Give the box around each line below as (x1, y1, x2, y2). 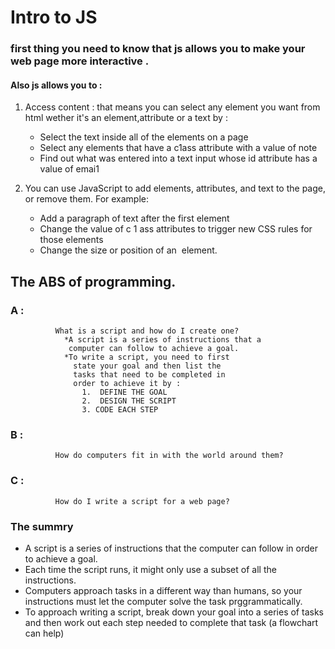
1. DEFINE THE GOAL (81, 387, 168, 397)
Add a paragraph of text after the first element (39, 212, 230, 225)
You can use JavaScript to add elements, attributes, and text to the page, (24, 182, 327, 195)
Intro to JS (10, 6, 98, 29)
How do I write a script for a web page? (54, 496, 230, 506)
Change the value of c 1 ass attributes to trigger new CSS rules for (39, 223, 313, 235)
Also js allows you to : (10, 79, 103, 91)
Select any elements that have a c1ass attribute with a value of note (39, 142, 318, 154)
